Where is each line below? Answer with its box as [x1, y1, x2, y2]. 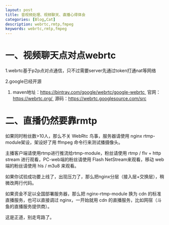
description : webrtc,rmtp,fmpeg [5, 21, 74, 27]
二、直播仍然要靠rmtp [5, 115, 97, 127]
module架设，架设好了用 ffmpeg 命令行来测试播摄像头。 [5, 139, 123, 145]
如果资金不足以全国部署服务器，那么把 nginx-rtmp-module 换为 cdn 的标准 [5, 191, 161, 197]
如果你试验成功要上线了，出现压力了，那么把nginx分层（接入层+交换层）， [5, 174, 160, 179]
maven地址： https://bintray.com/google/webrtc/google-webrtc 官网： [12, 89, 161, 95]
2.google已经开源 [5, 78, 42, 84]
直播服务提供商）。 [14, 204, 52, 209]
